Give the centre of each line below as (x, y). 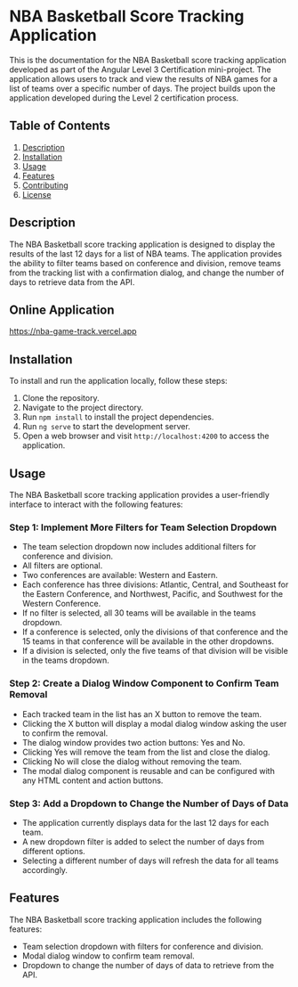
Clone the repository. (60, 398)
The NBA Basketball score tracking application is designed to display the (142, 244)
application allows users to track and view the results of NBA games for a (144, 78)
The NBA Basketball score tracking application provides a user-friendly (139, 495)
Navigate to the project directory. (83, 408)
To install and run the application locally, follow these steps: (119, 381)
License (36, 194)
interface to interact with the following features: (97, 504)
